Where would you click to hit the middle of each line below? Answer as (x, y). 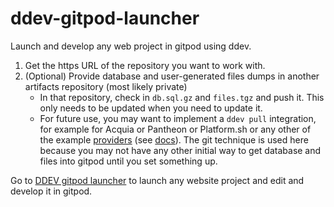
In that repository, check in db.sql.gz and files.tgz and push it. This (182, 97)
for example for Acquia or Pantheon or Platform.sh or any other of (175, 129)
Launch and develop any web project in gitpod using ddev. (131, 46)
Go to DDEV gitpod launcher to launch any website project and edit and (157, 180)
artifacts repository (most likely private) (106, 86)
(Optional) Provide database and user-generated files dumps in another (172, 76)
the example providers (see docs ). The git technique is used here (174, 139)
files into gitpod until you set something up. (128, 161)
